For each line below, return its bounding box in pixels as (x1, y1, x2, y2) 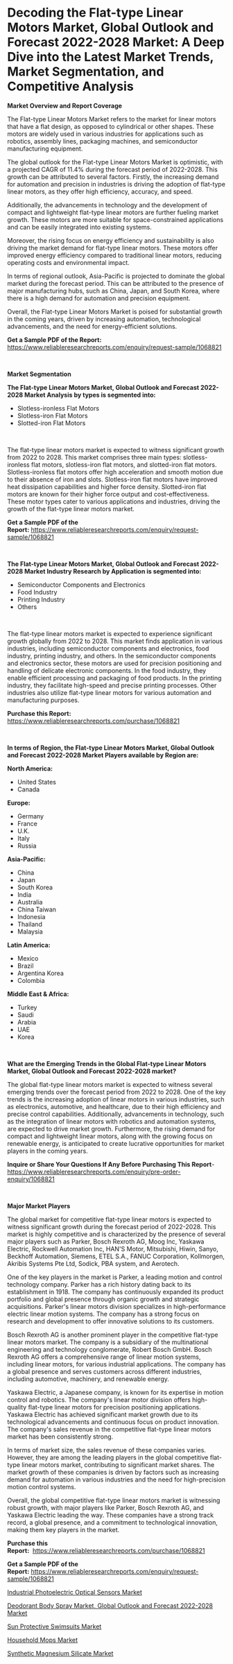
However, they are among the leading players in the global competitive (7, 1453, 209, 1461)
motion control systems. (7, 1482, 76, 1491)
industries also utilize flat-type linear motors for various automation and (7, 688, 212, 696)
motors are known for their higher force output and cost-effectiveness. (7, 490, 209, 498)
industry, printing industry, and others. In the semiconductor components (7, 651, 216, 660)
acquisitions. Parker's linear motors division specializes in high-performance (7, 1302, 226, 1310)
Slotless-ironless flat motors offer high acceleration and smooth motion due (7, 468, 223, 476)
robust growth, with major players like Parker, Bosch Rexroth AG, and (7, 1503, 205, 1511)
